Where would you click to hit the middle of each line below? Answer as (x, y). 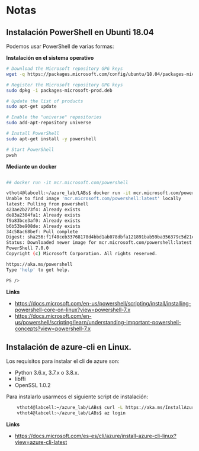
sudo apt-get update (32, 107)
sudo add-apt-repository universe (49, 123)
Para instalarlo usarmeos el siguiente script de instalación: (77, 397)
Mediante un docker (31, 166)
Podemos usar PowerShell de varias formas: (60, 46)
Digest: (16, 237)
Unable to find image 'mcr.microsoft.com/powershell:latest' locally (94, 199)
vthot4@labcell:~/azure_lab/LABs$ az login (71, 413)
